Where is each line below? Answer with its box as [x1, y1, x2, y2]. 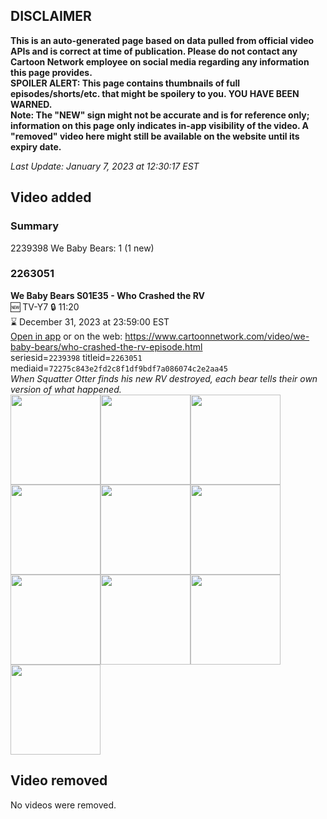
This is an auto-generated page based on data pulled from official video [10, 34, 315, 46]
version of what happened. [10, 383, 122, 395]
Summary [10, 219, 60, 233]
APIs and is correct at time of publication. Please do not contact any [10, 45, 298, 57]
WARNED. [10, 98, 53, 110]
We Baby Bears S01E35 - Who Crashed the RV [10, 289, 206, 301]
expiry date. [10, 140, 62, 153]
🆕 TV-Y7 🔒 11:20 [10, 300, 80, 313]
